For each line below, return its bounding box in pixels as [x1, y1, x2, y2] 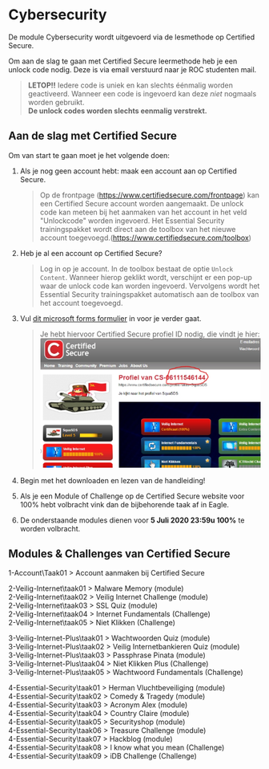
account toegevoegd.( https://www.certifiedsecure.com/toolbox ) [39, 233, 252, 242]
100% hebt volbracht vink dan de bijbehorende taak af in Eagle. [19, 499, 230, 509]
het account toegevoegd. [39, 298, 123, 307]
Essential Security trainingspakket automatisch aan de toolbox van [39, 289, 259, 299]
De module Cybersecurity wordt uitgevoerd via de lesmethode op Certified [8, 32, 255, 42]
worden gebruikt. [27, 97, 85, 107]
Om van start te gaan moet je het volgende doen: [8, 150, 171, 160]
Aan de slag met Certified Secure [8, 129, 178, 143]
